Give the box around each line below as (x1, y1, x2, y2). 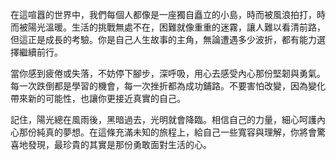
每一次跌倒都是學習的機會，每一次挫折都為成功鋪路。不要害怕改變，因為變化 (10, 80, 326, 92)
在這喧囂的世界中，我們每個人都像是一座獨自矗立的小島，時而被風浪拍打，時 (10, 9, 326, 20)
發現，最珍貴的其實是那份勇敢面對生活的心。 (27, 139, 212, 150)
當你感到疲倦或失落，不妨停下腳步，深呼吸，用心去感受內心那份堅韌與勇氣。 (10, 68, 326, 79)
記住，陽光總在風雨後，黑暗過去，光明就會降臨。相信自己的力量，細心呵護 (10, 114, 317, 125)
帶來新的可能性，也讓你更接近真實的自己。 (10, 93, 186, 104)
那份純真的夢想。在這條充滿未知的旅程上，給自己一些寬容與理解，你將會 (18, 126, 317, 138)
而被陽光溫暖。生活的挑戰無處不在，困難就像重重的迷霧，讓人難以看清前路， (10, 21, 326, 33)
